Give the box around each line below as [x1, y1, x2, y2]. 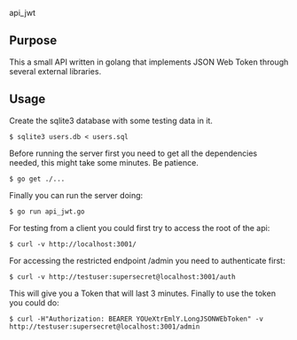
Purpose [9, 33, 58, 48]
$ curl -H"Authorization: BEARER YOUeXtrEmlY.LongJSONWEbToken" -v [9, 314, 264, 323]
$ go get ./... [9, 174, 66, 183]
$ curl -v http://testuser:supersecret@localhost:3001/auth [9, 272, 237, 282]
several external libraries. [9, 66, 102, 76]
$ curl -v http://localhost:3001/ [9, 239, 137, 249]
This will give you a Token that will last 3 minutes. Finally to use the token [9, 288, 277, 298]
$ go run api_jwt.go [9, 207, 86, 216]
